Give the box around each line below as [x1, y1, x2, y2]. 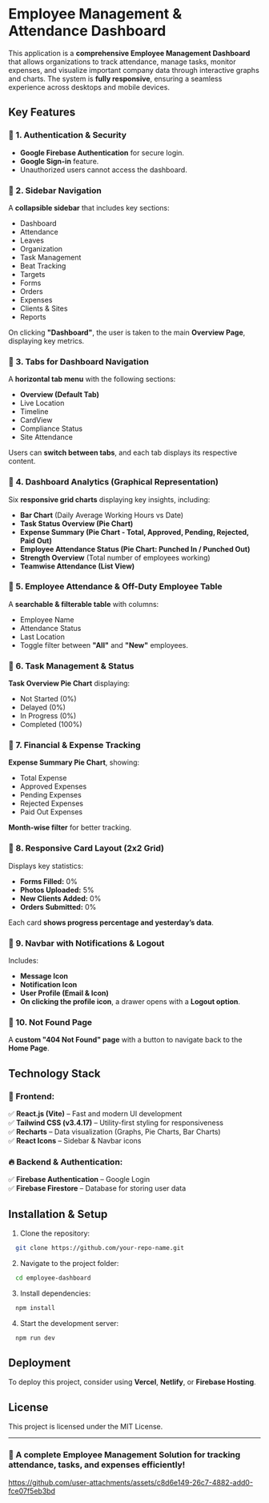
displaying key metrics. [8, 336, 85, 345]
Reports [19, 311, 46, 321]
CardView [19, 416, 53, 425]
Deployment [8, 1356, 71, 1369]
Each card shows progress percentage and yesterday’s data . [8, 918, 215, 927]
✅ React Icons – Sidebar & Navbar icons [8, 1135, 142, 1145]
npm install [15, 1304, 56, 1312]
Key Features [8, 106, 76, 119]
